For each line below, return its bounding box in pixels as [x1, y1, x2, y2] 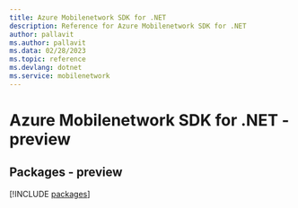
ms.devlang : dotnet [9, 64, 83, 73]
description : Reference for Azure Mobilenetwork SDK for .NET [9, 22, 247, 30]
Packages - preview [9, 165, 123, 180]
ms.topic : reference [9, 55, 87, 64]
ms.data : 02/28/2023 [9, 47, 87, 56]
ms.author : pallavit [9, 38, 87, 48]
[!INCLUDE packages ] [9, 188, 91, 199]
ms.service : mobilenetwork [9, 72, 110, 81]
